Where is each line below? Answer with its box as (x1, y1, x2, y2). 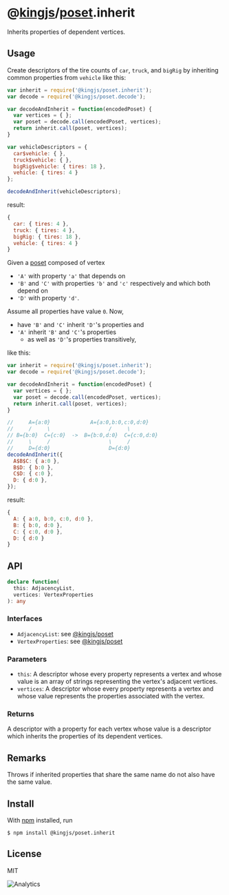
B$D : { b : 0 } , (13, 464, 54, 471)
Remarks (7, 752, 47, 764)
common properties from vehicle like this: (7, 73, 127, 81)
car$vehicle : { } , (13, 150, 67, 157)
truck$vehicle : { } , (13, 157, 72, 164)
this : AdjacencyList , (13, 584, 76, 591)
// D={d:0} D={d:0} (7, 444, 131, 451)
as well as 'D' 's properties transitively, (27, 335, 136, 344)
